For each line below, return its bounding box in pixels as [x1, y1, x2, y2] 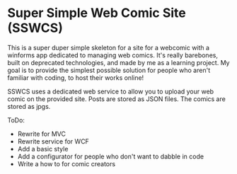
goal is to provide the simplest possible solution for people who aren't [7, 66, 211, 74]
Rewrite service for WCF [17, 137, 90, 146]
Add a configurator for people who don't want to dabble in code [17, 152, 204, 161]
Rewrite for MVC [17, 129, 66, 138]
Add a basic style [17, 144, 69, 153]
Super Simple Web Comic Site [7, 5, 186, 21]
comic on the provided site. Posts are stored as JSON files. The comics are [7, 94, 226, 103]
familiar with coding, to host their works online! [7, 73, 144, 82]
